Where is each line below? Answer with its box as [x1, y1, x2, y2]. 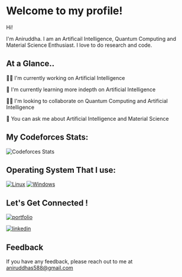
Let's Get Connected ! [6, 198, 89, 208]
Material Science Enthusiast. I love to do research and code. [6, 41, 152, 49]
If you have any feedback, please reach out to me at [6, 258, 133, 265]
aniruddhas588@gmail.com [6, 265, 74, 271]
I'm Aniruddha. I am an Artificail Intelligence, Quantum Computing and [6, 35, 176, 42]
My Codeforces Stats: [6, 132, 89, 143]
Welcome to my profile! [6, 4, 123, 18]
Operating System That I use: [6, 165, 116, 175]
